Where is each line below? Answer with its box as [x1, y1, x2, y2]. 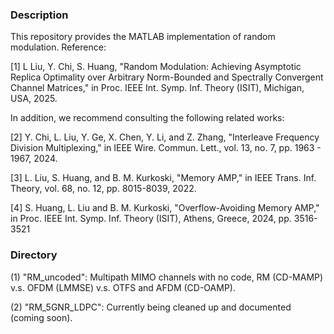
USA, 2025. [10, 93, 58, 105]
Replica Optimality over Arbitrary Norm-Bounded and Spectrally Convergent [10, 71, 324, 83]
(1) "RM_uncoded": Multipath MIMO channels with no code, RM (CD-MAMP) [10, 271, 324, 283]
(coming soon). [10, 311, 73, 323]
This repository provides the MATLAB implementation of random [10, 31, 276, 43]
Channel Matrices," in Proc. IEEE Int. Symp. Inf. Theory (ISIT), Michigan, [10, 82, 305, 94]
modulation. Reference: [10, 41, 107, 53]
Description [10, 8, 69, 22]
